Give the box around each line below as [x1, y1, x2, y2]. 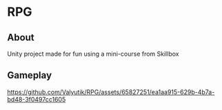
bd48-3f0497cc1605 [7, 95, 66, 103]
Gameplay [7, 69, 52, 81]
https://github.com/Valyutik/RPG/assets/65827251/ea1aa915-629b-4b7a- [7, 87, 215, 96]
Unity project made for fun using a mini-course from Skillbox [7, 49, 179, 58]
